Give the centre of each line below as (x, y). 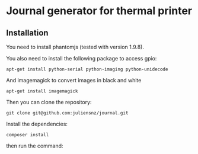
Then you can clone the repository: (49, 102)
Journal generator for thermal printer (99, 11)
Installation (27, 33)
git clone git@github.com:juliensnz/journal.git (67, 113)
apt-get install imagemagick (42, 91)
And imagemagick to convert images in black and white (74, 80)
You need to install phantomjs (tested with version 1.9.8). (75, 47)
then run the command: (35, 146)
